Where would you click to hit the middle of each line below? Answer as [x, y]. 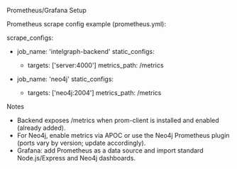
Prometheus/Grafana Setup [46, 10]
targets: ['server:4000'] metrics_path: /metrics [95, 65]
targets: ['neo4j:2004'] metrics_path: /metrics [94, 93]
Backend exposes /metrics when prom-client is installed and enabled [118, 120]
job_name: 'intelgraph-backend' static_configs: [86, 51]
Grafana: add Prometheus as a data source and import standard [110, 151]
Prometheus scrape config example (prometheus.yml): [86, 24]
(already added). [41, 128]
